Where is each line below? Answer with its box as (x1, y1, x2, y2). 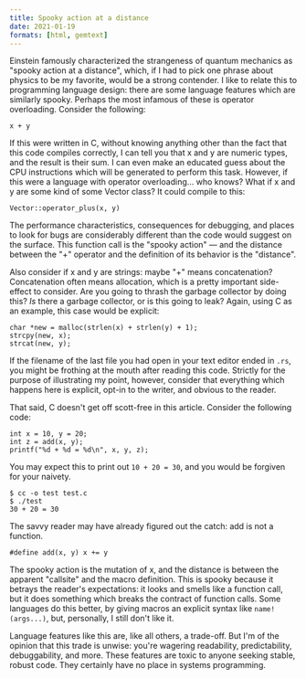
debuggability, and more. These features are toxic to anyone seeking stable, (9, 650, 296, 661)
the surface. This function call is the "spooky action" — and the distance (9, 239, 283, 250)
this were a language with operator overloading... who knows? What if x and (9, 176, 296, 187)
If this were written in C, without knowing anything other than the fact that (9, 138, 288, 149)
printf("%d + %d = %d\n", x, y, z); (9, 445, 149, 455)
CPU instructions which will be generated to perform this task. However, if (9, 166, 288, 178)
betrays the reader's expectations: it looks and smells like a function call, (9, 584, 283, 595)
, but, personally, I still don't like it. (46, 613, 174, 624)
